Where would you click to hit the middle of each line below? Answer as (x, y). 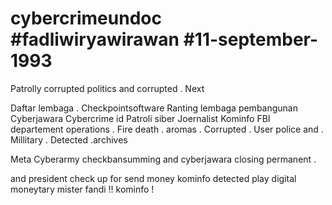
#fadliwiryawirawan (95, 39)
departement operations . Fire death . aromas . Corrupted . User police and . (167, 129)
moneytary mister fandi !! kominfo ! (82, 189)
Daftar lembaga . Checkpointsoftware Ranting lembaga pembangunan (154, 108)
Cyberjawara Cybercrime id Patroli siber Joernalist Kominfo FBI (140, 118)
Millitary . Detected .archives (69, 139)
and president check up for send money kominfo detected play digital (153, 178)
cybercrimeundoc (86, 18)
